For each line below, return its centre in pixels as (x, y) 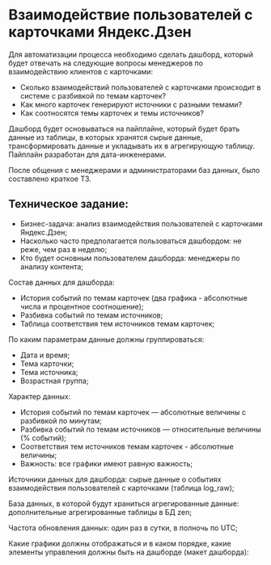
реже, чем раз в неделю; (64, 249)
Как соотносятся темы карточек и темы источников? (112, 113)
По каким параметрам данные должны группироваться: (106, 339)
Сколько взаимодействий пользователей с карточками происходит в (140, 87)
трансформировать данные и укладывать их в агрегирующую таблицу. (132, 145)
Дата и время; (45, 355)
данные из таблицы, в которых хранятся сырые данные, (106, 137)
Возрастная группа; (54, 381)
